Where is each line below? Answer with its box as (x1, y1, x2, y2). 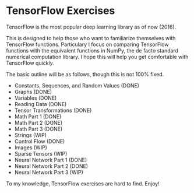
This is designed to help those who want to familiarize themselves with (6, 34, 176, 41)
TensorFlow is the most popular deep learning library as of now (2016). (6, 23, 177, 30)
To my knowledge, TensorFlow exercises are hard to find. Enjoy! (6, 180, 160, 187)
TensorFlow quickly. (6, 59, 54, 66)
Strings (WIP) (14, 131, 47, 138)
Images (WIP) (14, 144, 48, 151)
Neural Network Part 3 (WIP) (14, 169, 83, 176)
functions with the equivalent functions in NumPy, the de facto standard (6, 47, 179, 54)
